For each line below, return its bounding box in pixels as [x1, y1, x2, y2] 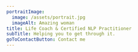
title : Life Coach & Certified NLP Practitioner [6, 25, 132, 32]
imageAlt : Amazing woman [12, 20, 75, 26]
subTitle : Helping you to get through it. [6, 31, 116, 37]
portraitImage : [6, 8, 45, 15]
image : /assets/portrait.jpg [12, 14, 86, 20]
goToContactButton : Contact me [6, 36, 86, 42]
